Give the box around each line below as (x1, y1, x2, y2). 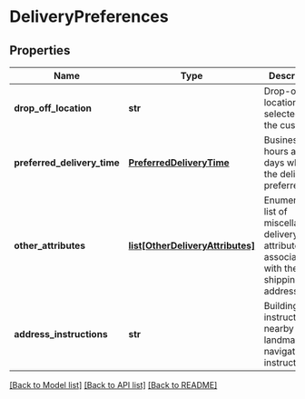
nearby (263, 323, 295, 334)
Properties (9, 43, 71, 58)
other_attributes (14, 239, 86, 252)
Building (263, 300, 300, 312)
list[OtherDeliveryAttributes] (128, 239, 256, 252)
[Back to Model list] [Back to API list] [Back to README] (9, 380, 218, 390)
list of (263, 205, 288, 217)
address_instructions (14, 328, 108, 340)
